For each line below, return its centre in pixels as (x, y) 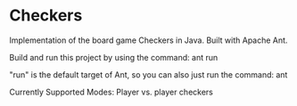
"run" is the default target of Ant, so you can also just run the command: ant (148, 74)
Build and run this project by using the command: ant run (114, 57)
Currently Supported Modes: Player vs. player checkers (111, 92)
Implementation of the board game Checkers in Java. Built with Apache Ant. (148, 40)
